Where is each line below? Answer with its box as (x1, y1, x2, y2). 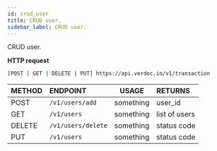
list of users (156, 109, 196, 119)
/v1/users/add (49, 99, 97, 107)
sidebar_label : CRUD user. (7, 23, 87, 30)
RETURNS (156, 86, 191, 96)
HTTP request (7, 56, 49, 65)
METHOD (11, 86, 43, 96)
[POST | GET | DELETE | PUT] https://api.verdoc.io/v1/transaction (7, 70, 211, 78)
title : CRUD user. (7, 17, 61, 24)
